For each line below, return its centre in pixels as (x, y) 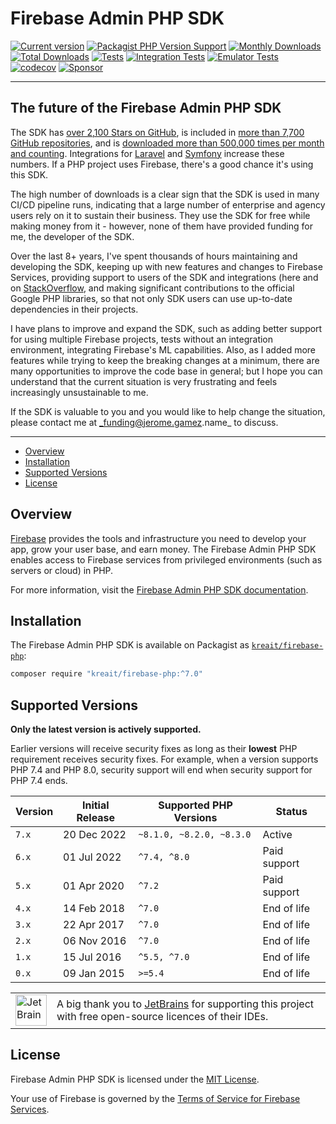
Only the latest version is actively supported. (106, 729)
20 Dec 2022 (95, 835)
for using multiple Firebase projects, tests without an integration (142, 339)
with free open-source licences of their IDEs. (162, 1017)
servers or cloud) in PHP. (62, 570)
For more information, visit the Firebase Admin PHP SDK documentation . (159, 589)
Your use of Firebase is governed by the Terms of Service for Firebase (155, 1098)
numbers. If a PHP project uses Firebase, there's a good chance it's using (162, 164)
